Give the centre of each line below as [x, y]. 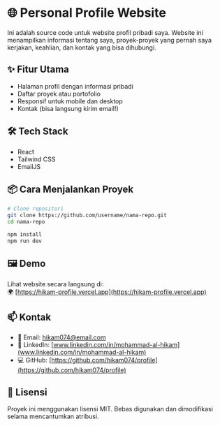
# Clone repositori [36, 209]
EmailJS [29, 166]
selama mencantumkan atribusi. [53, 416]
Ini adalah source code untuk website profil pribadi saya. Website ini [105, 32]
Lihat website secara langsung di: [56, 284]
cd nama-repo [26, 222]
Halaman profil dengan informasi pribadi [75, 86]
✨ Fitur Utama [38, 69]
